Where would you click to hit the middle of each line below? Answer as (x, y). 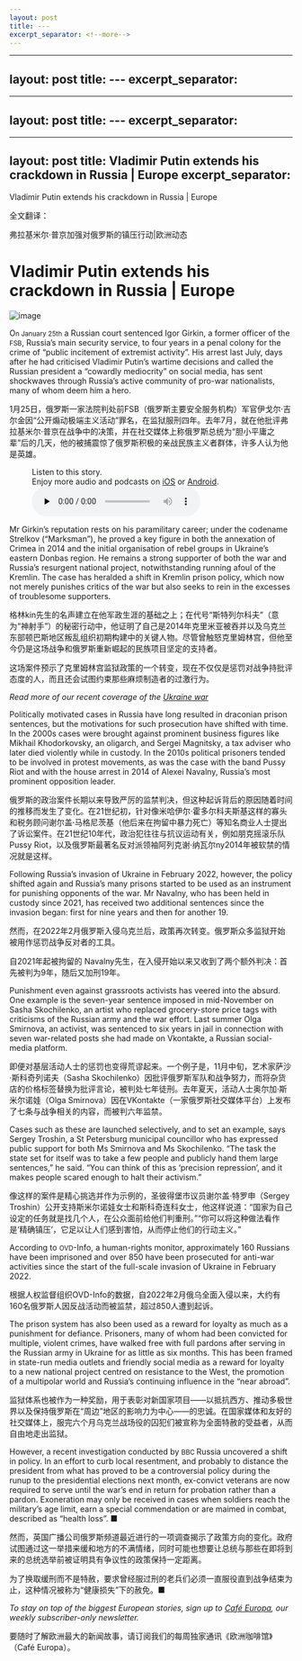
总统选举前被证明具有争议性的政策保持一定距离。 (115, 1559)
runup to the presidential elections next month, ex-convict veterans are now (150, 1480)
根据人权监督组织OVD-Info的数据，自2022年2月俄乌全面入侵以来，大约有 (145, 1294)
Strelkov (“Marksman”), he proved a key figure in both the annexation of (142, 539)
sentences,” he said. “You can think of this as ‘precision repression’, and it (146, 1167)
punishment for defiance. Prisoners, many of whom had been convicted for (148, 1333)
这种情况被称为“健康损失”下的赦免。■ (95, 1590)
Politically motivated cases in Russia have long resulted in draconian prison (148, 714)
